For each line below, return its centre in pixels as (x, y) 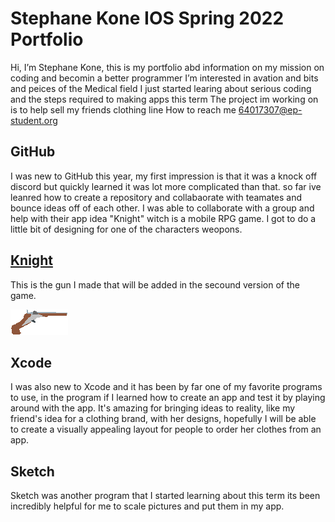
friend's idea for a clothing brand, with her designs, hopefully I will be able (163, 419)
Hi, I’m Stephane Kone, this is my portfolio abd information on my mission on (167, 67)
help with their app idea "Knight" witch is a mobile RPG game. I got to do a (163, 218)
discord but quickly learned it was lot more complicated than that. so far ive (166, 186)
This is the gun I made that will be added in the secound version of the (155, 284)
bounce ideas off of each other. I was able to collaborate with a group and (162, 208)
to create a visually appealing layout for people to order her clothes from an (166, 429)
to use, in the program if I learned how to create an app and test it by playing (168, 398)
